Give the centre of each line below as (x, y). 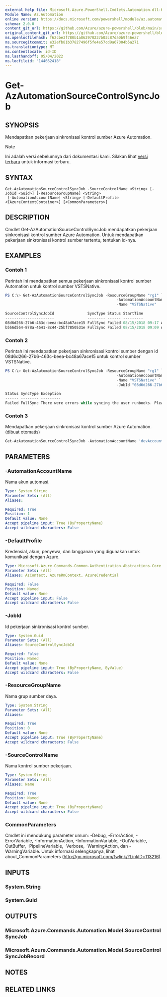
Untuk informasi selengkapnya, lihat (78, 851)
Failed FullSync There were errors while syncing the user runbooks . (79, 403)
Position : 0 (17, 728)
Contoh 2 (17, 340)
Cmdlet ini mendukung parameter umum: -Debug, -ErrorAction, (70, 835)
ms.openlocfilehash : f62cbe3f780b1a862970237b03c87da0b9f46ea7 (72, 38)
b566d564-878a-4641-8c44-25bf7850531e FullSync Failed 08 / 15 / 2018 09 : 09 (82, 328)
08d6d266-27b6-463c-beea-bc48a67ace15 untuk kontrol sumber (73, 356)
